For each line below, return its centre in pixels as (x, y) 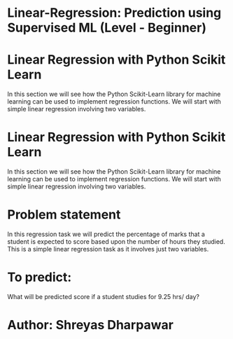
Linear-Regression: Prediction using (114, 13)
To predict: (40, 277)
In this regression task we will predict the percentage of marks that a (106, 234)
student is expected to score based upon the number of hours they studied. (116, 242)
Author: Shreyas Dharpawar (90, 325)
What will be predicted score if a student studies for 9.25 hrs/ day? (103, 296)
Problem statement (64, 215)
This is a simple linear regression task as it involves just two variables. (108, 249)
